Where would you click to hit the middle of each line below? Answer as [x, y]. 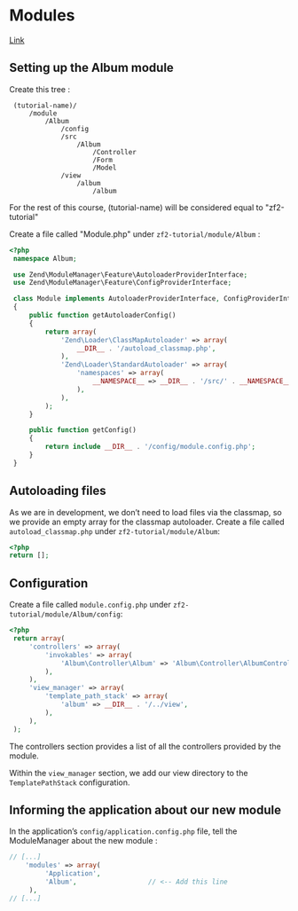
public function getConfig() [83, 430]
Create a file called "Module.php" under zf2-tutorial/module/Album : [135, 234]
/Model [105, 168]
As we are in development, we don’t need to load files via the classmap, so [145, 512]
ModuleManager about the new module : [83, 841]
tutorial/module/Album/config [65, 615]
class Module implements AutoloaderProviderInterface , [116, 299]
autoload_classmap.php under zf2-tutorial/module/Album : [114, 531]
